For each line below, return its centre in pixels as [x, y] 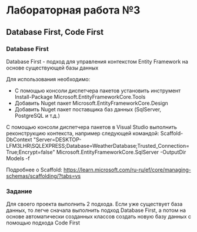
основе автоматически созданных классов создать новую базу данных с [98, 217]
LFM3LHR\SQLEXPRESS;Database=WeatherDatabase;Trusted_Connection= [98, 145]
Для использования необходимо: [48, 79]
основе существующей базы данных [52, 68]
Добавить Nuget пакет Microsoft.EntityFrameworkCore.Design [91, 103]
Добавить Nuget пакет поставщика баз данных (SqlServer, [88, 109]
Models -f [18, 158]
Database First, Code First [55, 32]
